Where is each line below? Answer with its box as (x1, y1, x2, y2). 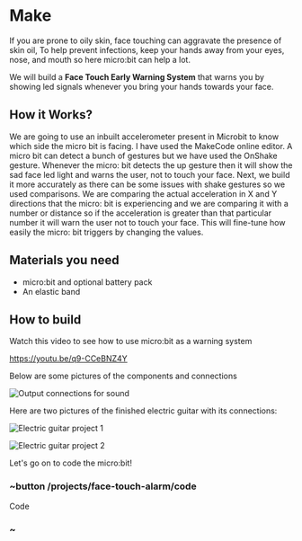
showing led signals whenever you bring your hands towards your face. (9, 81, 274, 92)
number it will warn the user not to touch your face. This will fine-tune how (9, 217, 286, 227)
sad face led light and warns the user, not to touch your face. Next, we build (9, 169, 290, 180)
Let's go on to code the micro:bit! (9, 457, 133, 468)
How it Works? (9, 107, 93, 122)
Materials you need (9, 253, 120, 268)
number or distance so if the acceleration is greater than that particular (9, 208, 272, 218)
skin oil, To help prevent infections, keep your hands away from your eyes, (9, 44, 285, 55)
